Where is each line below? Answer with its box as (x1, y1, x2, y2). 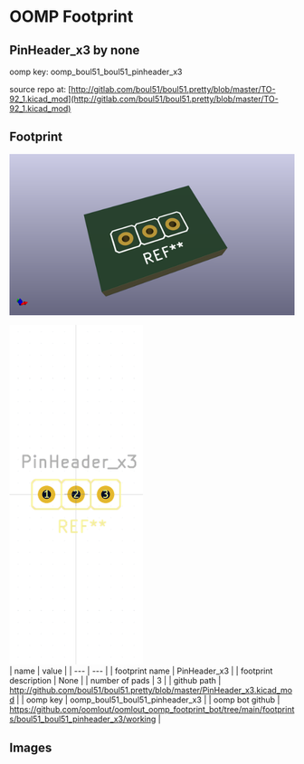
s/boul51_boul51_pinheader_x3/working (9, 713, 157, 725)
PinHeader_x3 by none (9, 43, 140, 58)
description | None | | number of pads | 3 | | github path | (9, 675, 222, 686)
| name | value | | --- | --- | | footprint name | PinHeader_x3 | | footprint (9, 665, 273, 676)
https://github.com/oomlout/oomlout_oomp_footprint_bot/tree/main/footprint (9, 704, 295, 715)
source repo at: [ (9, 84, 71, 94)
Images (9, 740, 52, 755)
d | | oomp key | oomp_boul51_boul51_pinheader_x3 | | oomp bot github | (9, 694, 280, 705)
